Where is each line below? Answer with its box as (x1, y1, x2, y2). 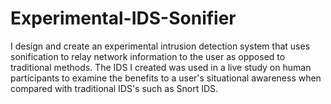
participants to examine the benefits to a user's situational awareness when (10, 72, 322, 84)
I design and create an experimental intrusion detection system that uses (10, 40, 311, 52)
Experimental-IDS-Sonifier (10, 7, 237, 30)
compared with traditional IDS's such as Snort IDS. (10, 82, 219, 94)
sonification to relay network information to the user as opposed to (10, 50, 286, 62)
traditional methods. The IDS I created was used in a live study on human (10, 61, 312, 73)
